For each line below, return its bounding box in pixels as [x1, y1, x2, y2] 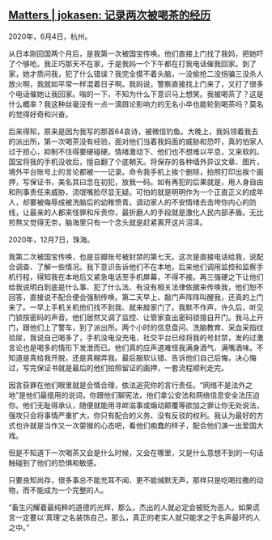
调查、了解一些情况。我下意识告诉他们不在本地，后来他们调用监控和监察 [15, 262, 257, 272]
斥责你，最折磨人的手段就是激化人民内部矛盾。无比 [92, 207, 264, 217]
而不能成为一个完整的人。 [22, 485, 108, 495]
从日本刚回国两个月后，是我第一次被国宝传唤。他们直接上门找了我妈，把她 [8, 49, 257, 58]
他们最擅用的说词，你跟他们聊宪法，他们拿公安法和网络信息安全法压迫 [25, 390, 261, 399]
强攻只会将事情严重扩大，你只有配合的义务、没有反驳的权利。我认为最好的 [8, 410, 257, 420]
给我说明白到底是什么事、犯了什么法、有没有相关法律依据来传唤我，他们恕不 [8, 282, 264, 292]
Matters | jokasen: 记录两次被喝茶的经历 [8, 8, 211, 23]
